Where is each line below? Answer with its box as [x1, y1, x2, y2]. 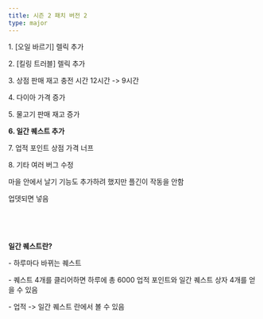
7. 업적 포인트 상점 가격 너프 [8, 143, 94, 152]
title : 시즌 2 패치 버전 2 [8, 11, 87, 20]
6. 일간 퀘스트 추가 [8, 126, 65, 136]
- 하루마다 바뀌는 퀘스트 [8, 258, 82, 267]
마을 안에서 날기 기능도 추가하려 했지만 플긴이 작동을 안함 [8, 176, 184, 186]
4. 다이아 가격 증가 [8, 92, 66, 102]
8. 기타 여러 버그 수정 [8, 159, 74, 169]
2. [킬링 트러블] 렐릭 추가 [8, 59, 86, 68]
